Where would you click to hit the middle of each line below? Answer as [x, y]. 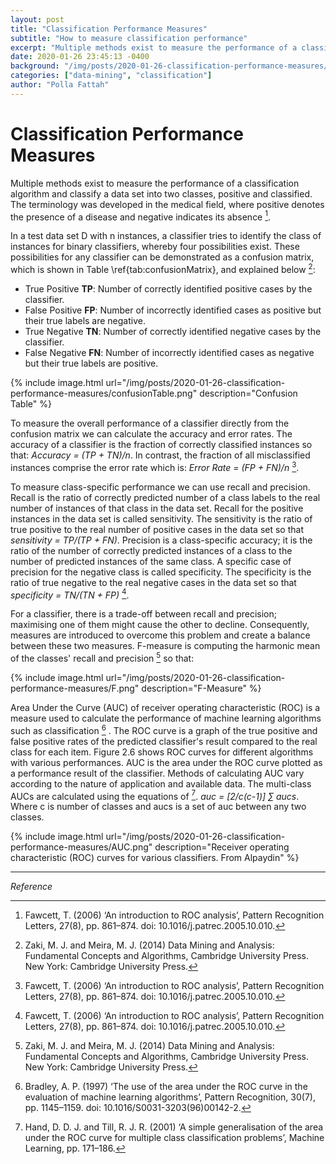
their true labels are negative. [85, 320]
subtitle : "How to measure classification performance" [129, 38]
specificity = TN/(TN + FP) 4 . [70, 594]
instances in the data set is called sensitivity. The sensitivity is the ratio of [161, 518]
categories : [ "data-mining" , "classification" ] [111, 76]
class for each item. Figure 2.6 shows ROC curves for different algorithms [162, 752]
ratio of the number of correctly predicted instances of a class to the [151, 550]
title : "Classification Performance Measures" [109, 29]
